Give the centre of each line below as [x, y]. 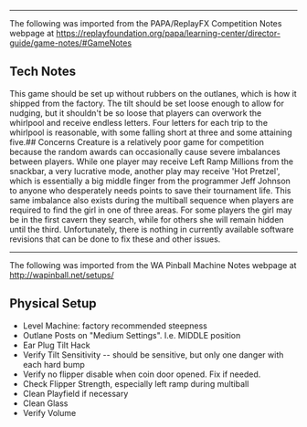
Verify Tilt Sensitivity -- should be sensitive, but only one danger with [153, 354]
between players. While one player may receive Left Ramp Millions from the [152, 161]
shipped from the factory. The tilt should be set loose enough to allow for [147, 103]
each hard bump [53, 364]
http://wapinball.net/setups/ [62, 275]
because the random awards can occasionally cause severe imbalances [145, 151]
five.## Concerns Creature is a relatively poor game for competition [137, 141]
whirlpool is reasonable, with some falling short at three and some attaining [151, 132]
